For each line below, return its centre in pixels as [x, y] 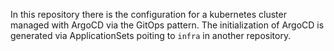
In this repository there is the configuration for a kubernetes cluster [148, 14]
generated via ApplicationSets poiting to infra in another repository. [151, 35]
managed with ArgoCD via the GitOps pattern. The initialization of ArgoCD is [167, 25]
